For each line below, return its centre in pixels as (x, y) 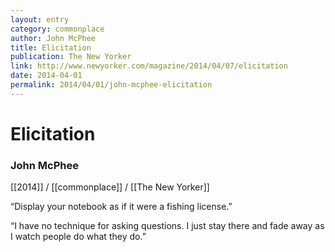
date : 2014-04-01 (46, 76)
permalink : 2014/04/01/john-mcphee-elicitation (111, 85)
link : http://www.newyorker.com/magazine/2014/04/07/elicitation (149, 66)
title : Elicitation (51, 47)
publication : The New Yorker (71, 57)
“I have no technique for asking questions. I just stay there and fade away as (167, 226)
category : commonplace (57, 29)
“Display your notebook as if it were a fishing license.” (121, 207)
